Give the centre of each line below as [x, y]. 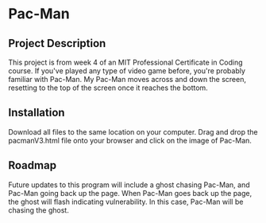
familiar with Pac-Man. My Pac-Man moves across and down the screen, [127, 79]
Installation [37, 113]
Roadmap [33, 165]
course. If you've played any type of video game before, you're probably [127, 71]
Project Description [57, 43]
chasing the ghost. [39, 210]
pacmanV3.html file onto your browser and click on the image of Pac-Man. [130, 140]
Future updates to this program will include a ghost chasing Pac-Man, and [129, 185]
